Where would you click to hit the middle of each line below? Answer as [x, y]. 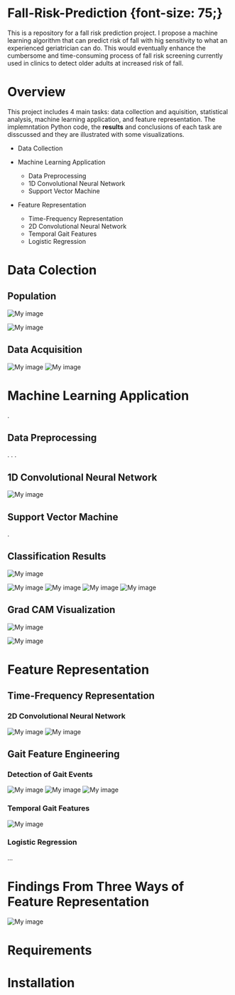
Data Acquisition [45, 350]
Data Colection [52, 270]
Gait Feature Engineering [64, 754]
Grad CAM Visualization [61, 610]
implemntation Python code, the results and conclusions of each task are [115, 127]
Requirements [50, 950]
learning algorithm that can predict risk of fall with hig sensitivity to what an [117, 40]
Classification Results [57, 556]
